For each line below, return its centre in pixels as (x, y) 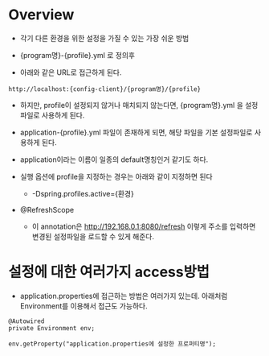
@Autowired (26, 321)
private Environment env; (51, 328)
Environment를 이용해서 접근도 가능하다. (84, 306)
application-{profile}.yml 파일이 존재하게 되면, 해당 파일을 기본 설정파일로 (136, 132)
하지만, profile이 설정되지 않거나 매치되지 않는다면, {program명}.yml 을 (131, 105)
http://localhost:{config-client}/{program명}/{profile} (105, 89)
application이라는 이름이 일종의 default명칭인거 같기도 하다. (114, 159)
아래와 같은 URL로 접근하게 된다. (71, 72)
